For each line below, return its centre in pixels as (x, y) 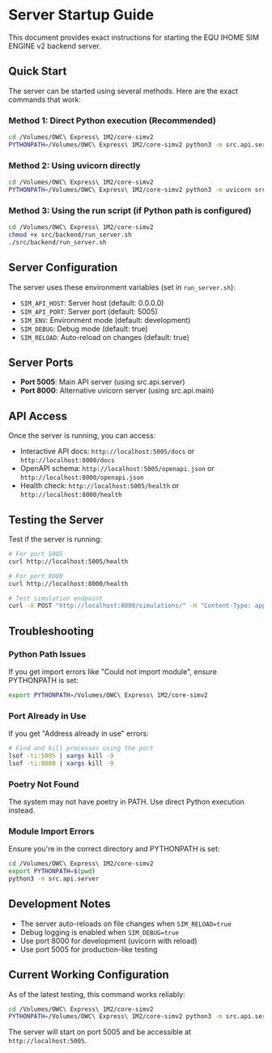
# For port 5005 (36, 554)
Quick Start (38, 72)
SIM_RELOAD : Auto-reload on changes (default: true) (105, 337)
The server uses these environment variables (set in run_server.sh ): (122, 287)
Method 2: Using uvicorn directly (74, 165)
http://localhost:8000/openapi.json (82, 478)
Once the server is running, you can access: (82, 435)
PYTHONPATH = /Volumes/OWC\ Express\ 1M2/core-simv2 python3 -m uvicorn (130, 189)
